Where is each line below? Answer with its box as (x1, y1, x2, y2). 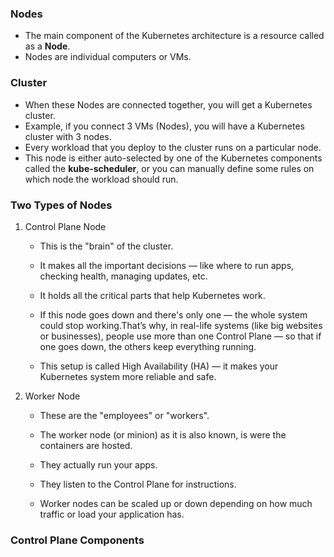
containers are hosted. (39, 439, 133, 451)
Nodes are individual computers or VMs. (24, 51, 192, 63)
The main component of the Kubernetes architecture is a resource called (24, 30, 325, 42)
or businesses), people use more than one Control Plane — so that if (39, 330, 322, 342)
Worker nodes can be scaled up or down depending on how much (39, 497, 313, 509)
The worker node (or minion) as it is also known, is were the (39, 428, 287, 441)
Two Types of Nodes (10, 198, 113, 212)
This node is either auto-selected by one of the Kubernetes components (24, 152, 323, 164)
